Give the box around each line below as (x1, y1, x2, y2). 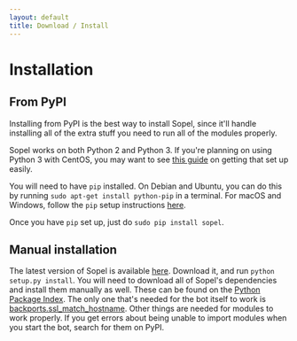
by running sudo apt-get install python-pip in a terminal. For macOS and (9, 190, 282, 200)
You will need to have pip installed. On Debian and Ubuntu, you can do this (9, 181, 282, 191)
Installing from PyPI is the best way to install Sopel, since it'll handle (9, 118, 257, 128)
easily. (9, 163, 33, 174)
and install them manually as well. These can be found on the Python (9, 284, 261, 295)
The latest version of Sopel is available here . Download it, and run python (9, 266, 275, 276)
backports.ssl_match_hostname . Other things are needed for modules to (9, 303, 274, 314)
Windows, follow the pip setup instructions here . (9, 199, 186, 210)
